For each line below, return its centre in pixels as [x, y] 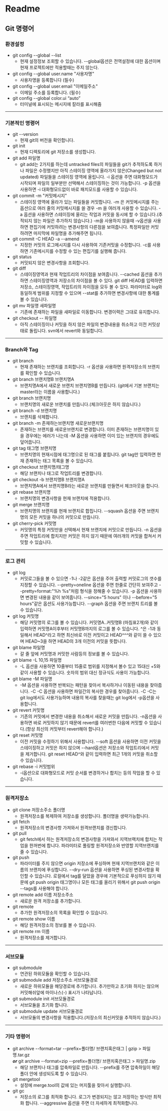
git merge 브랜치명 [31, 505]
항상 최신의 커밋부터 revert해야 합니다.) [65, 729]
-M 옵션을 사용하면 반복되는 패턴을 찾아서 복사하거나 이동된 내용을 [84, 685]
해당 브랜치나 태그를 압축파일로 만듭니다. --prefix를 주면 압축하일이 [85, 1067]
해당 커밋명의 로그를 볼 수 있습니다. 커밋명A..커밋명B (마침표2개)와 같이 [89, 622]
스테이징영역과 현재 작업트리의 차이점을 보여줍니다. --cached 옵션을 [86, 274]
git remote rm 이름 [31, 932]
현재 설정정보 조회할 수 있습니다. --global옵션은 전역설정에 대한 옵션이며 [90, 61]
